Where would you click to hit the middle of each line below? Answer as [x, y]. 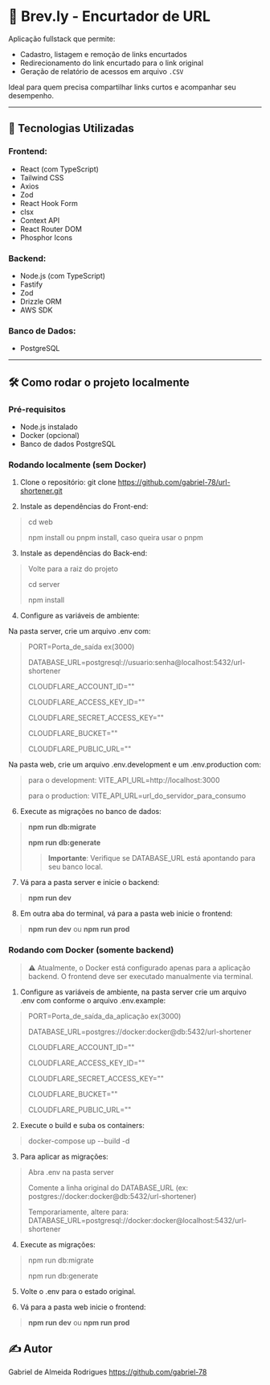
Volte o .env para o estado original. [78, 1291]
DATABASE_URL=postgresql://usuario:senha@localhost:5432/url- [137, 663]
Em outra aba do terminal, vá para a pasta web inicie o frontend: [126, 914]
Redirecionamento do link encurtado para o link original [111, 63]
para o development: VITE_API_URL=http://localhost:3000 [124, 780]
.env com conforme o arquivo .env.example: [93, 1000]
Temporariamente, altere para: [78, 1212]
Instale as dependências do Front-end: [84, 506]
